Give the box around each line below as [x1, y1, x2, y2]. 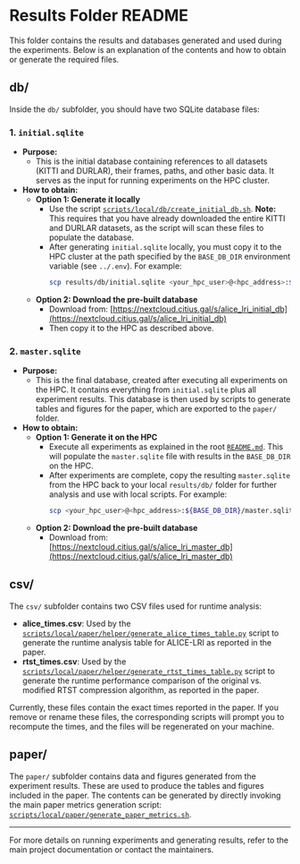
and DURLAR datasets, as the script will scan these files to [48, 223, 264, 234]
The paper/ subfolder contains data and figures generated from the [9, 771, 256, 782]
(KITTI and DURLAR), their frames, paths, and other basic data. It [35, 166, 274, 176]
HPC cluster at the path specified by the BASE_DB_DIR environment [48, 252, 291, 262]
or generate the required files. [9, 54, 120, 64]
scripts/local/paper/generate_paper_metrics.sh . [9, 808, 192, 819]
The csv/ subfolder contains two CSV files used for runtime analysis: [9, 601, 262, 612]
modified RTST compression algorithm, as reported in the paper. [21, 684, 260, 695]
